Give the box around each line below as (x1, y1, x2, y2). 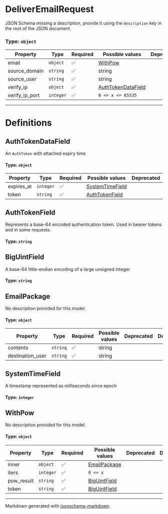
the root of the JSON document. (5, 25, 71, 31)
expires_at (7, 183, 32, 190)
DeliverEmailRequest (5, 4, 94, 15)
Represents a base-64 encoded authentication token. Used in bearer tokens (5, 221, 162, 227)
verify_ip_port (7, 92, 40, 99)
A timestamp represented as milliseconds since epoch (5, 383, 117, 389)
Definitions (5, 117, 52, 129)
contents (7, 344, 28, 351)
